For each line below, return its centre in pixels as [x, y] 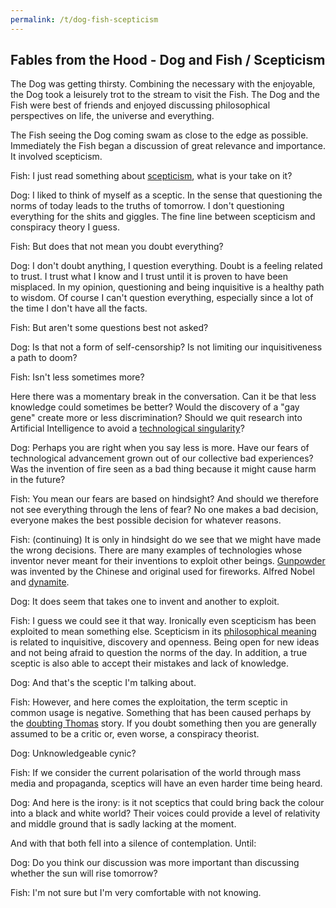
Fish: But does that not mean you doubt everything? [117, 247]
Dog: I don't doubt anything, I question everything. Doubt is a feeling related [166, 266]
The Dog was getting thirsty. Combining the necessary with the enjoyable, [163, 84]
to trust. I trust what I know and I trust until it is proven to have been [149, 277]
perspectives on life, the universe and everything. [112, 116]
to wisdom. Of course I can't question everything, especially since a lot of [162, 298]
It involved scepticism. [56, 157]
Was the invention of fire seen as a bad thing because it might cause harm [163, 469]
